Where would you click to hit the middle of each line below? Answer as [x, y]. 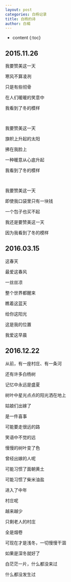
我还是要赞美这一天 [25, 222]
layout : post [19, 10]
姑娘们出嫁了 [18, 405]
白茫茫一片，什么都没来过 [31, 564]
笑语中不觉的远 [20, 437]
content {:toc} [27, 38]
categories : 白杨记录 [26, 14]
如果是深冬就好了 [23, 553]
